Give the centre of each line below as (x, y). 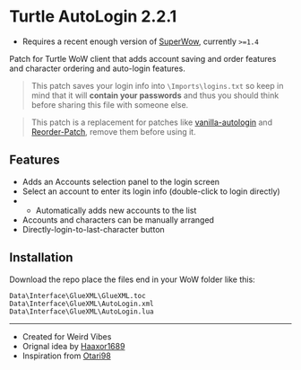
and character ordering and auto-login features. (97, 68)
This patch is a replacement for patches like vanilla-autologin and (152, 122)
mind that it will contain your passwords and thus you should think (155, 95)
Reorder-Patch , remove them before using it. (113, 131)
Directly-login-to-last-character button (94, 229)
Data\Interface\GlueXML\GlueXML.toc (77, 295)
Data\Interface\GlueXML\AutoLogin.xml (82, 304)
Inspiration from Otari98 (67, 356)
